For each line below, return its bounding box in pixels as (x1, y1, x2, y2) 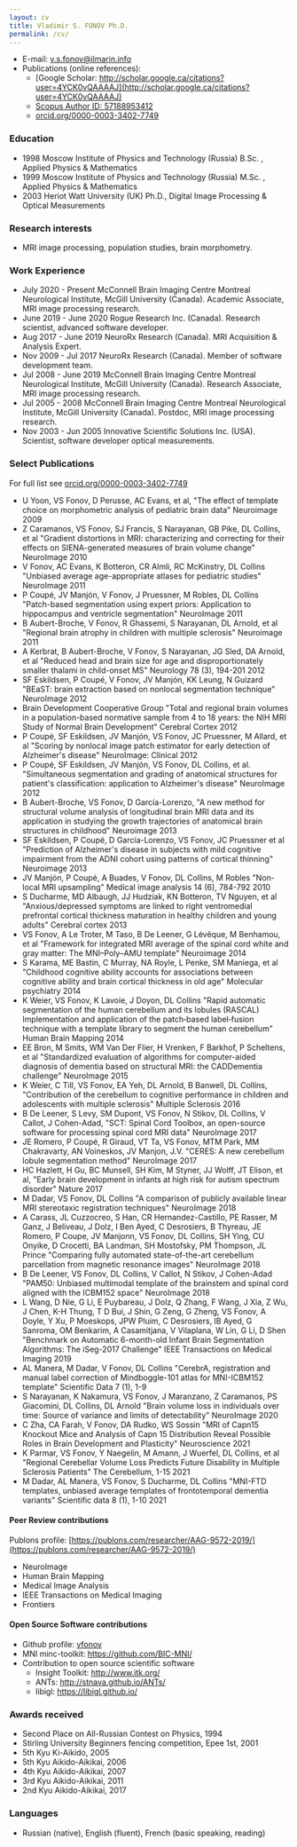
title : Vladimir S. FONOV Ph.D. (9, 21, 129, 30)
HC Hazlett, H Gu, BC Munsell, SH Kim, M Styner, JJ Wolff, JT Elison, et (21, 1164, 284, 1175)
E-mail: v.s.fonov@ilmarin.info (21, 54, 132, 65)
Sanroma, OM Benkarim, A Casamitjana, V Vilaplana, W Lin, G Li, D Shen (21, 1324, 286, 1336)
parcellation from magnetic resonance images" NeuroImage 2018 (21, 1259, 261, 1269)
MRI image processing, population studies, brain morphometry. (21, 241, 253, 253)
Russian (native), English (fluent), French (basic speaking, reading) (21, 1827, 266, 1838)
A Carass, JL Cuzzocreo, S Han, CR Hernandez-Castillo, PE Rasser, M (21, 1212, 277, 1222)
